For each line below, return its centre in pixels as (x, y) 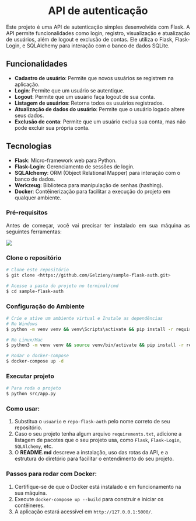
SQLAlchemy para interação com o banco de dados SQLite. (98, 46)
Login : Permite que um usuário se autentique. (69, 90)
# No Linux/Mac (24, 340)
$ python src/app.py (31, 394)
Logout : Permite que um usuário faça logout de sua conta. (85, 96)
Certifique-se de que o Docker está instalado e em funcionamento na (98, 487)
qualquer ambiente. (38, 198)
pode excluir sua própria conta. (52, 127)
